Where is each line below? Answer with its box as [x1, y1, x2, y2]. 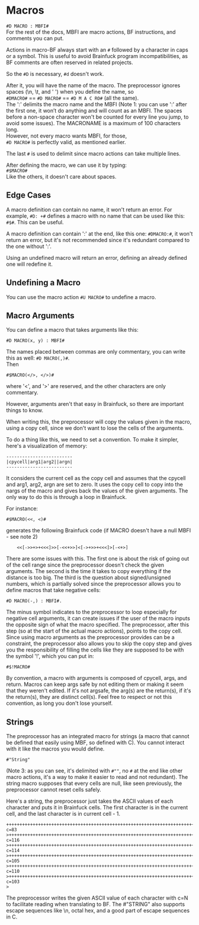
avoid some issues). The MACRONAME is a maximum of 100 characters [6, 119, 181, 126]
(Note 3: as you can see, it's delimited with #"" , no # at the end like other [6, 767, 183, 774]
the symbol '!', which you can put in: [6, 653, 94, 660]
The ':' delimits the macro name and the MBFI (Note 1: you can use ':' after [6, 100, 188, 107]
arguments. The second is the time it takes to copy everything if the [6, 568, 171, 575]
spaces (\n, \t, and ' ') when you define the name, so [6, 88, 134, 95]
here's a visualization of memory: [6, 443, 88, 450]
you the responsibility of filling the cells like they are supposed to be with [6, 646, 184, 653]
